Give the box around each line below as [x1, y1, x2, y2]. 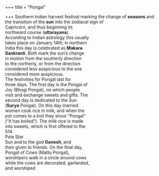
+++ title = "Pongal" [5, 4, 46, 10]
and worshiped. [5, 165, 37, 171]
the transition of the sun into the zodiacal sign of [5, 19, 104, 25]
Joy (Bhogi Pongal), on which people [5, 87, 80, 92]
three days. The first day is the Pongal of [5, 82, 88, 88]
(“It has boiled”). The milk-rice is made [5, 118, 84, 124]
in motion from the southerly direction [5, 56, 82, 61]
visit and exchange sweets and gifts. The [5, 92, 88, 98]
